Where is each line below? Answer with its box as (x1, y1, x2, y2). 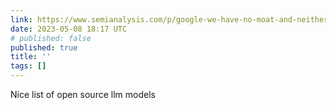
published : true (10, 42, 78, 53)
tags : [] (10, 61, 47, 71)
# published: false (10, 33, 92, 43)
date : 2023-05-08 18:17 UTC (10, 24, 128, 34)
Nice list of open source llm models (10, 89, 156, 100)
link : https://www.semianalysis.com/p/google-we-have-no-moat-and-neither (10, 14, 329, 25)
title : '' (10, 52, 52, 62)
